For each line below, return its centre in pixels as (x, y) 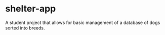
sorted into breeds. (25, 27)
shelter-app (31, 9)
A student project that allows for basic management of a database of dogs (83, 22)
